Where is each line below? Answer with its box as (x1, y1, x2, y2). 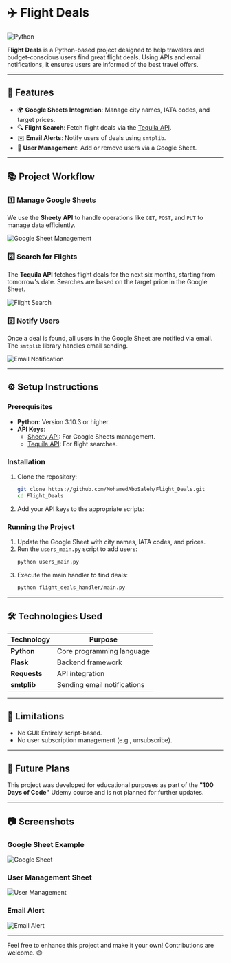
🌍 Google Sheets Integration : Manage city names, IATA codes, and (16, 106, 210, 114)
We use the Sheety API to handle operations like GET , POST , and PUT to (7, 214, 203, 222)
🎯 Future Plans (7, 762, 71, 774)
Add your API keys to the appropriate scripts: (16, 504, 145, 513)
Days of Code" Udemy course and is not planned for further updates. (7, 788, 204, 797)
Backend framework (57, 657, 122, 667)
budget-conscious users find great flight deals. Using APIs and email (7, 52, 202, 61)
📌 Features (7, 87, 54, 99)
